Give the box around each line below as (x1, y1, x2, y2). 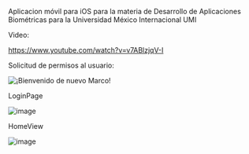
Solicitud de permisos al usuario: (8, 60, 114, 70)
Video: (8, 31, 30, 39)
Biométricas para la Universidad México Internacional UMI (8, 15, 197, 24)
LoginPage (8, 91, 43, 101)
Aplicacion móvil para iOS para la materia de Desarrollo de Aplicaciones (8, 7, 242, 16)
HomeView (8, 122, 43, 130)
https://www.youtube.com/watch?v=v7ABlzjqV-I (8, 46, 164, 54)
